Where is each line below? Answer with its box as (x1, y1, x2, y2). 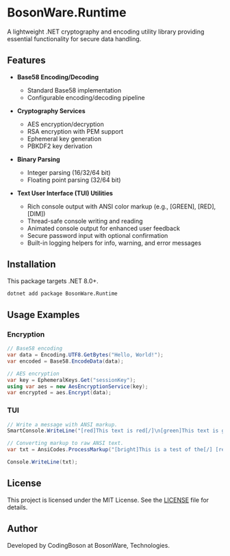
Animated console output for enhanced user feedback (27, 224, 180, 232)
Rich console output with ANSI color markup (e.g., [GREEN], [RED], (27, 202, 216, 210)
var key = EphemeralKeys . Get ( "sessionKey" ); (7, 376, 136, 383)
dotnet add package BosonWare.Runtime (7, 290, 118, 297)
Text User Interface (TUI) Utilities (16, 189, 113, 197)
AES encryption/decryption (27, 120, 104, 128)
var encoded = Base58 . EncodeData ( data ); (7, 358, 125, 365)
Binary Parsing (16, 155, 60, 163)
